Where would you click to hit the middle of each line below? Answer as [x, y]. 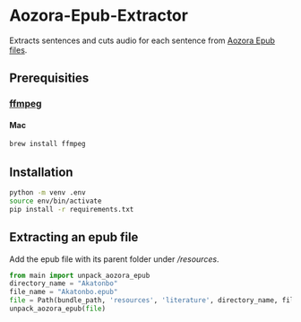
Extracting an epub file [74, 237]
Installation [41, 172]
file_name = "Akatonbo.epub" [64, 292]
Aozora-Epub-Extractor [99, 16]
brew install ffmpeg [48, 144]
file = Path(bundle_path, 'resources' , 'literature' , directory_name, [144, 300]
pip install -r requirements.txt [72, 209]
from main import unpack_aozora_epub [80, 275]
